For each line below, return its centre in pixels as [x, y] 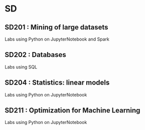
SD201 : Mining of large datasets [56, 27]
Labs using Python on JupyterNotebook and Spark [57, 39]
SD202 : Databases [35, 55]
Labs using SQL [21, 67]
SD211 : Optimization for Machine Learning [72, 110]
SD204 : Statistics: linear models [57, 83]
